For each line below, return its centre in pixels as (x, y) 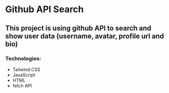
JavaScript (24, 75)
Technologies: (23, 58)
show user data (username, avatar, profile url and (85, 36)
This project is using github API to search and (78, 28)
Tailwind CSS (26, 69)
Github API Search (45, 9)
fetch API (22, 85)
